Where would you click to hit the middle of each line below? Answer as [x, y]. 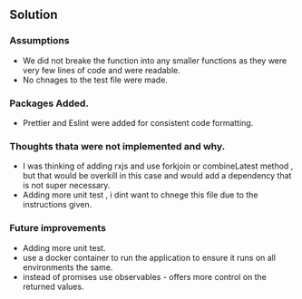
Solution [34, 15]
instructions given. [57, 205]
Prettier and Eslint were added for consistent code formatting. [138, 122]
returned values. [53, 286]
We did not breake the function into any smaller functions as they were [155, 60]
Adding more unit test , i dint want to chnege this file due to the [140, 195]
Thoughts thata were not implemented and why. [117, 146]
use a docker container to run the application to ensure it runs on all [149, 257]
